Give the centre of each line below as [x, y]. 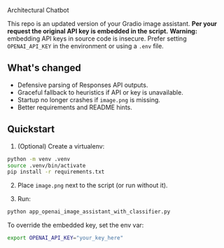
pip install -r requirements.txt [56, 172]
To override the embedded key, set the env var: [76, 225]
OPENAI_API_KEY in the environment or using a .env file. [86, 46]
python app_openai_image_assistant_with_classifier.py [89, 212]
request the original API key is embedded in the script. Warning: [102, 31]
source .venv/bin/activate [47, 165]
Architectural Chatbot [38, 10]
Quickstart [31, 129]
